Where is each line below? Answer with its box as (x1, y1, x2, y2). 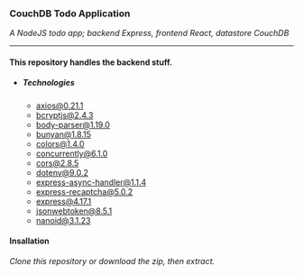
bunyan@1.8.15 (35, 129, 92, 140)
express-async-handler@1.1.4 (35, 177, 147, 188)
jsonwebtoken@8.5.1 (35, 206, 113, 216)
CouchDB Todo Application (9, 7, 131, 20)
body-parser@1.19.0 (35, 119, 111, 130)
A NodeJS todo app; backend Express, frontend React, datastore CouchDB (9, 28, 289, 39)
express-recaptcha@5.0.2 (35, 186, 133, 197)
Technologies (22, 78, 75, 88)
